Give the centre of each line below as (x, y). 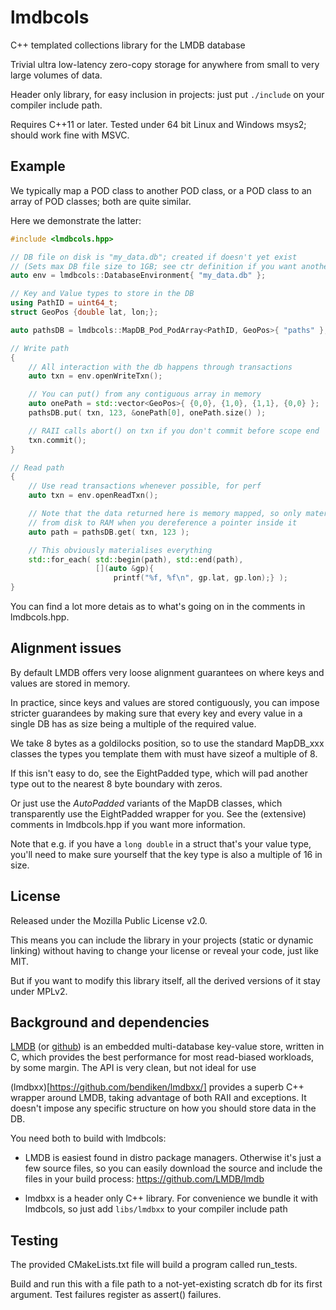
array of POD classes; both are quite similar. (101, 201)
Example (38, 166)
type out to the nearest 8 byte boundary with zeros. (116, 783)
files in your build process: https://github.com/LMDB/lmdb (144, 1179)
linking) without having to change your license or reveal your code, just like (165, 950)
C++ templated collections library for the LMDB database (128, 45)
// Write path (40, 348)
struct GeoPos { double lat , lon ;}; (84, 312)
